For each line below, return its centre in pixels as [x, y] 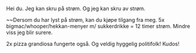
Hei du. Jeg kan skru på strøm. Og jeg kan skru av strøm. [76, 9]
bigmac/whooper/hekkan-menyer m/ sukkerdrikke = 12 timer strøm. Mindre [98, 26]
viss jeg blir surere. [29, 32]
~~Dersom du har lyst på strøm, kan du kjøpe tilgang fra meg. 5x [86, 20]
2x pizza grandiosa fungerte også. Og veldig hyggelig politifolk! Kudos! [93, 44]
